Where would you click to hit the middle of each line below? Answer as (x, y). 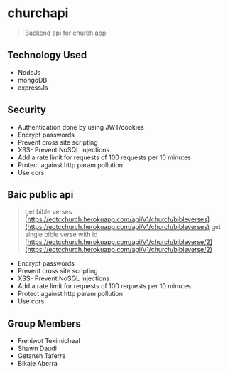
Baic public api (40, 195)
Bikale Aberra (38, 364)
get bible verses (48, 212)
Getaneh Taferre (42, 356)
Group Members (44, 324)
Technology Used (47, 55)
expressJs (33, 88)
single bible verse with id (61, 235)
